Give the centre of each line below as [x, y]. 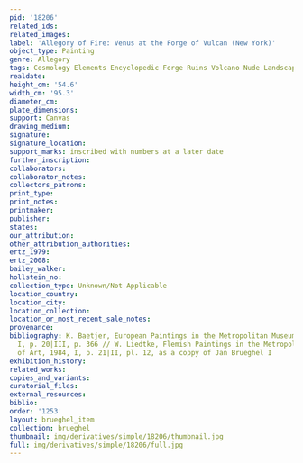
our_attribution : [42, 235]
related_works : [38, 369]
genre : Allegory [40, 59]
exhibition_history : [48, 361]
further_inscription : [50, 160]
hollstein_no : [36, 277]
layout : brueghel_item [52, 420]
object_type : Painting [52, 51]
